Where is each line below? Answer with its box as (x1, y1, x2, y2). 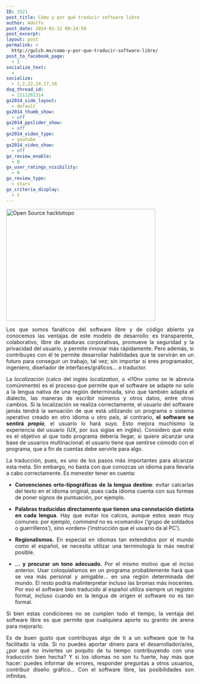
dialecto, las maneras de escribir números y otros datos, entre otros (6, 394, 194, 401)
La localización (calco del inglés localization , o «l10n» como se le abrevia (6, 375, 194, 382)
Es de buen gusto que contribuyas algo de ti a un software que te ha (6, 634, 194, 641)
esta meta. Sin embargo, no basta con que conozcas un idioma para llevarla (6, 463, 194, 470)
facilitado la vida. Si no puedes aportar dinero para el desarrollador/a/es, (6, 640, 194, 648)
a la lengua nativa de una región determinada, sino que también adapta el (6, 388, 194, 395)
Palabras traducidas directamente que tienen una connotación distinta (14, 505, 194, 513)
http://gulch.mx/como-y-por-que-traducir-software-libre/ (11, 48, 159, 54)
